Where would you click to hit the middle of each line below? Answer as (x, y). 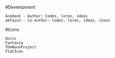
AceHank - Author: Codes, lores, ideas (47, 16)
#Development (20, 7)
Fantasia (14, 43)
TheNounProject (21, 47)
